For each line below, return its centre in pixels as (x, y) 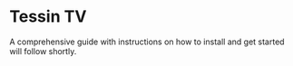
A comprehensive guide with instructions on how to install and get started (147, 42)
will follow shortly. (43, 51)
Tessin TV (48, 17)
